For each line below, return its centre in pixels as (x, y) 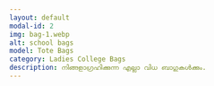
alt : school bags (42, 43)
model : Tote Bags (42, 51)
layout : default (39, 17)
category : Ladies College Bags (68, 59)
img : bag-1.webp (39, 34)
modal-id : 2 (31, 26)
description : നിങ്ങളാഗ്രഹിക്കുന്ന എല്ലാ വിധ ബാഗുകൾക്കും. (108, 68)
